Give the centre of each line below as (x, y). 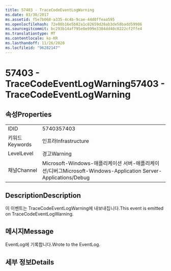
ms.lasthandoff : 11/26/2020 (35, 43)
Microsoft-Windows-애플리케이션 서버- (89, 163)
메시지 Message (30, 231)
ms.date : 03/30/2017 (27, 15)
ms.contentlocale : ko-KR (32, 39)
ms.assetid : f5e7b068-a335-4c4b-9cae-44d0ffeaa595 (60, 19)
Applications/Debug (66, 177)
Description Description (43, 195)
